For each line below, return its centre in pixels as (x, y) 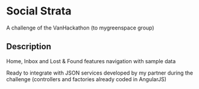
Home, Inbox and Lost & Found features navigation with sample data (91, 61)
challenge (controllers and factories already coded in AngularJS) (87, 79)
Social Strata (39, 11)
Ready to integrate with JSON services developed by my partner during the (100, 73)
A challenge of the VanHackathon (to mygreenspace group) (81, 28)
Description (29, 47)
